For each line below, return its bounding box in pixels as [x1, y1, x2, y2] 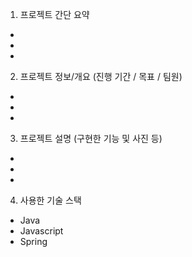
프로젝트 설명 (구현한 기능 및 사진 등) [19, 133, 163, 144]
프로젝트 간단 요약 [19, 9, 90, 20]
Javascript [19, 225, 64, 237]
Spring [19, 236, 48, 247]
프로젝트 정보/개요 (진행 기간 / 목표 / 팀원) [19, 71, 183, 82]
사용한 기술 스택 [19, 194, 82, 206]
